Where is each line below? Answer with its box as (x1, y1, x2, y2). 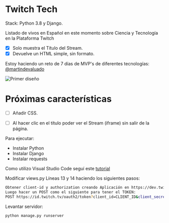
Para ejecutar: (5, 136, 34, 142)
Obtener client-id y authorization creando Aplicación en (5, 185, 129, 190)
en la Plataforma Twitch (5, 35, 54, 41)
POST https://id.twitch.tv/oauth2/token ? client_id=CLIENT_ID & (5, 194, 138, 199)
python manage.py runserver (5, 213, 64, 218)
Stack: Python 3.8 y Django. (5, 20, 63, 26)
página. (12, 126, 29, 132)
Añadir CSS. (12, 110, 38, 116)
